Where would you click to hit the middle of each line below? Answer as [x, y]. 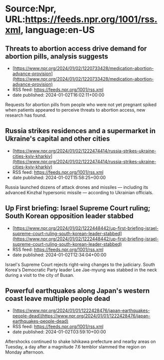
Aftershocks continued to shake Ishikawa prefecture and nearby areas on [81, 341]
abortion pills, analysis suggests [57, 56]
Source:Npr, [31, 9]
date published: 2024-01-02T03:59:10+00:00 [59, 332]
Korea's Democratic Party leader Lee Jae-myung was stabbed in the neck [81, 270]
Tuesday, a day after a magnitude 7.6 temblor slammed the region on [76, 347]
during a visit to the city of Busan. [40, 275]
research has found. [26, 115]
